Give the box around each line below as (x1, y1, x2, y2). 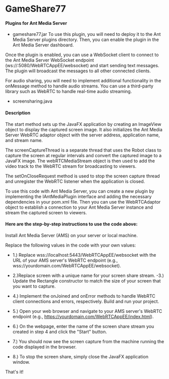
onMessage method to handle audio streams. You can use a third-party (5, 83, 154, 89)
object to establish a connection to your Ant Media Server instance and (5, 204, 153, 210)
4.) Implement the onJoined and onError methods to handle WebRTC (12, 293, 155, 299)
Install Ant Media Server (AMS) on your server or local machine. (5, 232, 138, 238)
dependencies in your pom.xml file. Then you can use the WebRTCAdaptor (5, 199, 161, 205)
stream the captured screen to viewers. (5, 209, 87, 215)
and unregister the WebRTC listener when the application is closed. (5, 178, 145, 184)
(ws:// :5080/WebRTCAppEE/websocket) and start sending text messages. (5, 63, 159, 69)
